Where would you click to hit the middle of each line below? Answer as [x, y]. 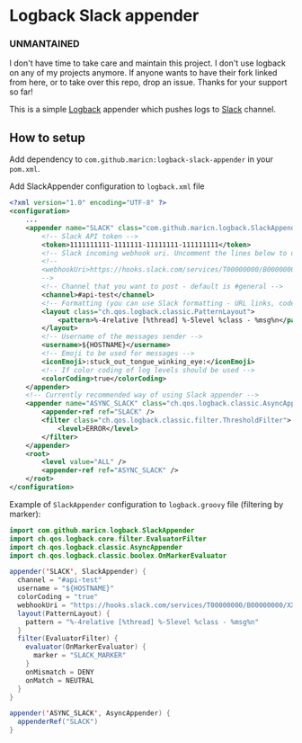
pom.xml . [25, 169]
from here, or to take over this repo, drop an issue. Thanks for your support [148, 83]
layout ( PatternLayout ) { [64, 613]
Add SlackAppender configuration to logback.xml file [107, 186]
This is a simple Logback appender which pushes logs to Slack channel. [143, 110]
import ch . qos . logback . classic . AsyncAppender [96, 547]
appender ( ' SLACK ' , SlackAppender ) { [78, 572]
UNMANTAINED [44, 44]
